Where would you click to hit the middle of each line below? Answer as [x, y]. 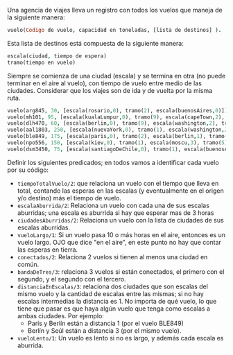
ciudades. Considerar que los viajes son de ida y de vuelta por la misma [110, 90]
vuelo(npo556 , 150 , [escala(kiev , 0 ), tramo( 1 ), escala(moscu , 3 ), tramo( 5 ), [119, 143]
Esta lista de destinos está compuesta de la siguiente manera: [95, 43]
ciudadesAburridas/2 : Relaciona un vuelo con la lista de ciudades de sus [120, 220]
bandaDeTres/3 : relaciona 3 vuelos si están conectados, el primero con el [121, 271]
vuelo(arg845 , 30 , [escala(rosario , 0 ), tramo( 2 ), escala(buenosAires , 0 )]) [118, 110]
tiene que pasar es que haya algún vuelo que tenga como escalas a [113, 309]
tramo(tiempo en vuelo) [42, 62]
